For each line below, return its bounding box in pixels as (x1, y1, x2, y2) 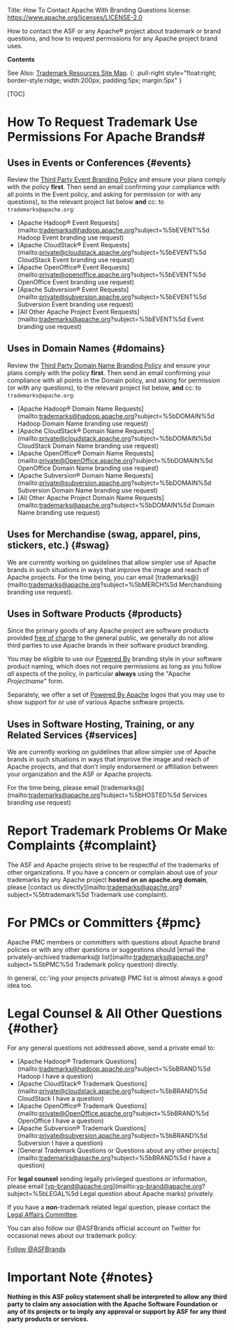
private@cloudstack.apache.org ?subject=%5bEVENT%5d (38, 248, 207, 256)
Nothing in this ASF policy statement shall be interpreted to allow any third (7, 1292, 228, 1301)
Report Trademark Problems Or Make (7, 823, 228, 839)
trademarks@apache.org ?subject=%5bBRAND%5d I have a (38, 1154, 212, 1162)
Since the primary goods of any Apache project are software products (7, 627, 210, 635)
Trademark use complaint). (90, 891, 168, 899)
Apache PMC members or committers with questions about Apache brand (7, 938, 220, 947)
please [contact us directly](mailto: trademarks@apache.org (7, 883, 180, 891)
